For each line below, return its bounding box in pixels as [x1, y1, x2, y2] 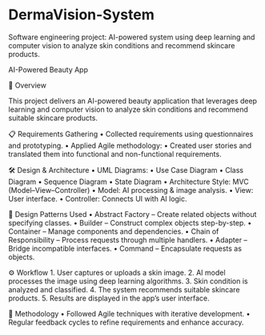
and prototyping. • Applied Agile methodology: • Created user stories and [8, 141, 252, 150]
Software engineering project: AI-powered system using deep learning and [8, 32, 255, 42]
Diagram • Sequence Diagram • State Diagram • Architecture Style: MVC [8, 177, 250, 186]
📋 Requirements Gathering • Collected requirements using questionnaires [8, 129, 254, 138]
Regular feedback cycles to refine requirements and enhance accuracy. [8, 317, 244, 327]
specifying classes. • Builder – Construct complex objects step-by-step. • [8, 218, 252, 227]
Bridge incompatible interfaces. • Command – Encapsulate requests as [8, 243, 243, 253]
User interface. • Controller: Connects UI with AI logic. [8, 194, 187, 203]
